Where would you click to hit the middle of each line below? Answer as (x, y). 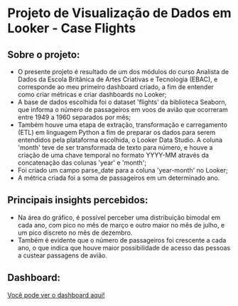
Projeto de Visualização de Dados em (119, 13)
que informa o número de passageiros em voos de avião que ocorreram (123, 109)
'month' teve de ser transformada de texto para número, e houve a (115, 147)
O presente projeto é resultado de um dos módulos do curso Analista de (123, 72)
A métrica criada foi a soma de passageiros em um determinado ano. (119, 178)
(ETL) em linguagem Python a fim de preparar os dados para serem (116, 132)
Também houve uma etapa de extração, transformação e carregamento (122, 125)
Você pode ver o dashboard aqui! (56, 295)
